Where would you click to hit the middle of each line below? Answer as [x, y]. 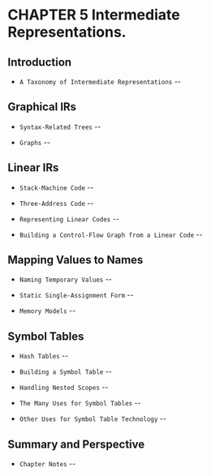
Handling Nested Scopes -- [64, 388]
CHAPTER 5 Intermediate [94, 15]
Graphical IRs [42, 107]
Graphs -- [34, 142]
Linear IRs [33, 168]
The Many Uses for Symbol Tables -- [80, 403]
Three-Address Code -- [56, 203]
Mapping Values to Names [75, 260]
